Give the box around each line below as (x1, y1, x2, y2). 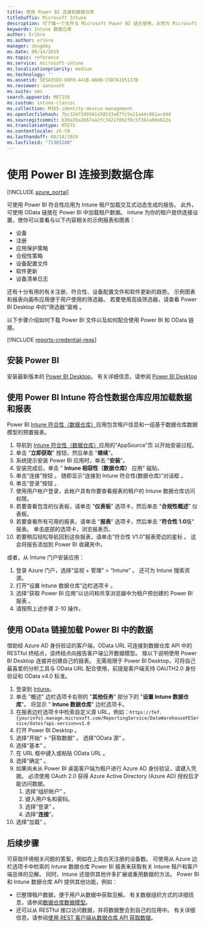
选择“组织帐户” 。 (24, 788, 69, 795)
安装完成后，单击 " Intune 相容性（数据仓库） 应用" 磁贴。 (15, 465, 163, 472)
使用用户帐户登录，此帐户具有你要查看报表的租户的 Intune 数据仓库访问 (15, 487, 195, 495)
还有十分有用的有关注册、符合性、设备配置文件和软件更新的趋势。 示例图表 (7, 288, 196, 295)
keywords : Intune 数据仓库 (7, 26, 72, 32)
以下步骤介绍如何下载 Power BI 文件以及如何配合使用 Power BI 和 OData (7, 316, 187, 324)
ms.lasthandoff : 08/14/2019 (7, 134, 79, 140)
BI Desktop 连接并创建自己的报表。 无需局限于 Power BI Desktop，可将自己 (7, 657, 196, 664)
